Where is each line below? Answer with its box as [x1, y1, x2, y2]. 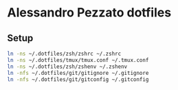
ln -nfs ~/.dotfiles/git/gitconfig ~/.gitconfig [7, 76, 149, 83]
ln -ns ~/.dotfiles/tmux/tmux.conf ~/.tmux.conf [7, 56, 149, 63]
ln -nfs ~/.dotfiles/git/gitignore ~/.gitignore [7, 69, 149, 76]
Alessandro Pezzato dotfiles [7, 5, 172, 21]
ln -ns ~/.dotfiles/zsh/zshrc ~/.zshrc [7, 50, 122, 57]
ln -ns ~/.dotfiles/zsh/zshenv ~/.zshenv [7, 63, 128, 70]
